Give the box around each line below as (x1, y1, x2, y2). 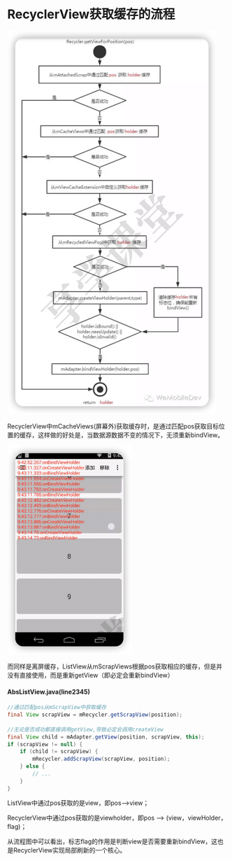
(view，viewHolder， (166, 813, 227, 822)
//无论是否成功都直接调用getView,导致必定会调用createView (7, 726, 164, 733)
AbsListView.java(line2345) (7, 687, 91, 696)
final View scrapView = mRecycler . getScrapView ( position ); (7, 711, 183, 718)
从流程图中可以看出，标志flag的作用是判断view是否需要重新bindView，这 (7, 837, 218, 846)
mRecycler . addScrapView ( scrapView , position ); (32, 755, 171, 763)
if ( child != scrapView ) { (20, 748, 99, 755)
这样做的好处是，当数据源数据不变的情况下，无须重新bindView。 (37, 430, 224, 439)
